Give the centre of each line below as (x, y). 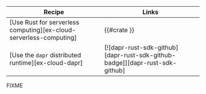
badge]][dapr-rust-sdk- (140, 63)
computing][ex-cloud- (43, 30)
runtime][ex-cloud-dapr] (46, 63)
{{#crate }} (119, 30)
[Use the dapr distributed (45, 55)
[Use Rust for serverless (44, 22)
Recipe (54, 12)
